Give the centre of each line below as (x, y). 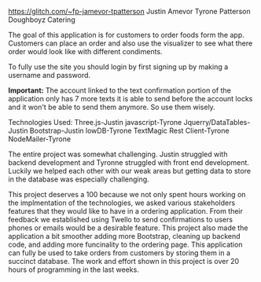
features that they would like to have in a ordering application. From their (126, 211)
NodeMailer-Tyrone (40, 139)
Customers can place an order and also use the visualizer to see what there (130, 43)
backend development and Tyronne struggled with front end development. (129, 163)
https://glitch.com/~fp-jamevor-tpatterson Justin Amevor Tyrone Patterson (129, 11)
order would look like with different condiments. (85, 51)
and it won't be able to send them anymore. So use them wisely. (112, 107)
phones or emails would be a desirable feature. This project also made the (128, 228)
